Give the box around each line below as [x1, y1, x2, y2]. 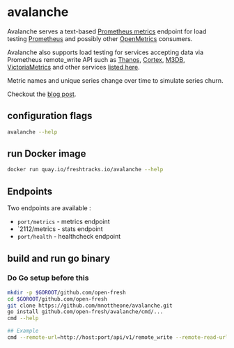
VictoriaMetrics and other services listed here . [7, 63, 141, 71]
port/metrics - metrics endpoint [17, 217, 110, 226]
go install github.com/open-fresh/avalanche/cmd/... [7, 308, 164, 315]
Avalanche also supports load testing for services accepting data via [7, 48, 204, 56]
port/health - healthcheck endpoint [17, 232, 121, 241]
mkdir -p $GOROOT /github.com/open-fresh [7, 289, 127, 296]
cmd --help [7, 315, 39, 322]
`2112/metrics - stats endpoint [17, 225, 103, 233]
